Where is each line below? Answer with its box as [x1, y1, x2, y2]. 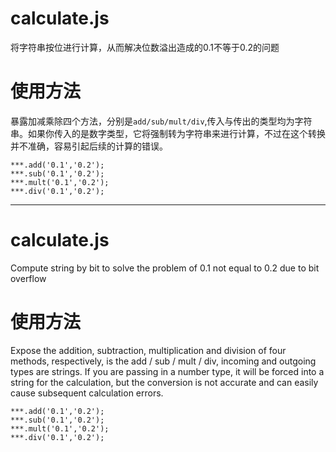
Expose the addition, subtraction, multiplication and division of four [10, 344, 287, 356]
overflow [10, 272, 47, 284]
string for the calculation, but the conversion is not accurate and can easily [10, 376, 319, 388]
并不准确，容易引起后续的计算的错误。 [10, 140, 168, 152]
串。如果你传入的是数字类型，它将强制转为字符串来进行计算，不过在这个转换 [10, 127, 326, 139]
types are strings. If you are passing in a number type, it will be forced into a [10, 365, 325, 377]
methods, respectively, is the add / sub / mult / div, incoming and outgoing [10, 355, 317, 367]
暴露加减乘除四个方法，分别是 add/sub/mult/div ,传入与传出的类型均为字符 [10, 115, 313, 127]
